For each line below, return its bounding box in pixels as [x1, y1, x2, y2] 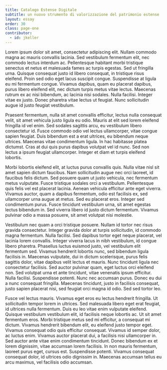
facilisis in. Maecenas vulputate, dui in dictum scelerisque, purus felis [5, 253, 148, 259]
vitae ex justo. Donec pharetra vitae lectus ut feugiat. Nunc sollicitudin [5, 97, 150, 103]
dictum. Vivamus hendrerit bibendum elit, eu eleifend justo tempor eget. [5, 321, 153, 328]
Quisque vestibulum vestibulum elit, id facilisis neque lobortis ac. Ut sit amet [5, 311, 162, 317]
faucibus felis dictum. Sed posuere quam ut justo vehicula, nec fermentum [5, 175, 158, 181]
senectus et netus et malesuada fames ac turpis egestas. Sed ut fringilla [5, 65, 154, 71]
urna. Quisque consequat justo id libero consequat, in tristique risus [5, 70, 145, 76]
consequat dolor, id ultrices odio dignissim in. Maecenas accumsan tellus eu [5, 353, 162, 359]
